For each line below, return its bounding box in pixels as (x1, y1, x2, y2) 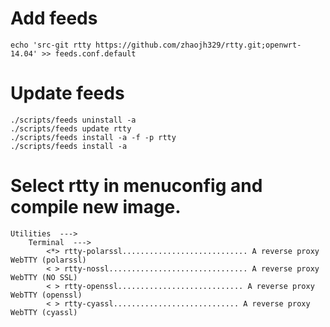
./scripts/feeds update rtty (10, 123, 132, 134)
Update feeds (10, 82, 125, 105)
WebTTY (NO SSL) (10, 272, 78, 282)
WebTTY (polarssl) (10, 255, 87, 265)
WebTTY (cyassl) (10, 307, 78, 317)
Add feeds (10, 7, 98, 30)
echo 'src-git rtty (10, 40, 92, 50)
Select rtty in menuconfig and (10, 175, 263, 197)
